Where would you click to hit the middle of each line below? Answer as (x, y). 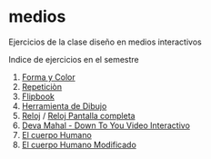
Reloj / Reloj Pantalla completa (78, 115)
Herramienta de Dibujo (64, 105)
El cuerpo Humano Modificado (79, 144)
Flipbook (38, 96)
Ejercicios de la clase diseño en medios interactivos (105, 42)
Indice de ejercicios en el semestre (74, 59)
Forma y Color (48, 77)
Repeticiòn (42, 86)
